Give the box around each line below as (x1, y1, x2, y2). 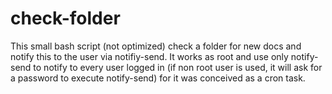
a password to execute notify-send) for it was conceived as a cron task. (10, 72, 306, 84)
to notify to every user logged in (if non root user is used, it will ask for (33, 61, 323, 73)
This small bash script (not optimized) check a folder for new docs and (10, 40, 302, 52)
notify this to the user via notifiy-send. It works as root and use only (10, 50, 289, 62)
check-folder (10, 7, 121, 30)
